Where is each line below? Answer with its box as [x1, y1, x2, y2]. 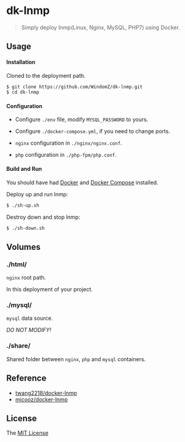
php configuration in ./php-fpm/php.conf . [15, 151, 117, 159]
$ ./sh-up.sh [6, 202, 40, 209]
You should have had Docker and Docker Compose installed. [6, 179, 159, 186]
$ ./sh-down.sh [6, 225, 45, 231]
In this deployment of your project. [6, 286, 93, 293]
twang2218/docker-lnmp [15, 389, 77, 396]
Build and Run [6, 165, 43, 173]
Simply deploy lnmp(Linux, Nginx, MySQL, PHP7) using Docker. [21, 24, 181, 31]
